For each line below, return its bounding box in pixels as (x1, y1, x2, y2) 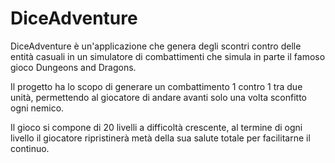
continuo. (10, 142, 50, 154)
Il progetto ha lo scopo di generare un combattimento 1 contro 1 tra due (10, 80, 303, 92)
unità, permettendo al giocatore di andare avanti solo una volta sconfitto (10, 91, 307, 103)
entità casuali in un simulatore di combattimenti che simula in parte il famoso (10, 50, 326, 62)
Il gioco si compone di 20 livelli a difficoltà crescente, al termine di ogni (10, 121, 303, 133)
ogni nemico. (10, 102, 65, 114)
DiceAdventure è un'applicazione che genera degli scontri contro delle (10, 40, 302, 52)
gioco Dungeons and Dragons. (10, 61, 137, 73)
